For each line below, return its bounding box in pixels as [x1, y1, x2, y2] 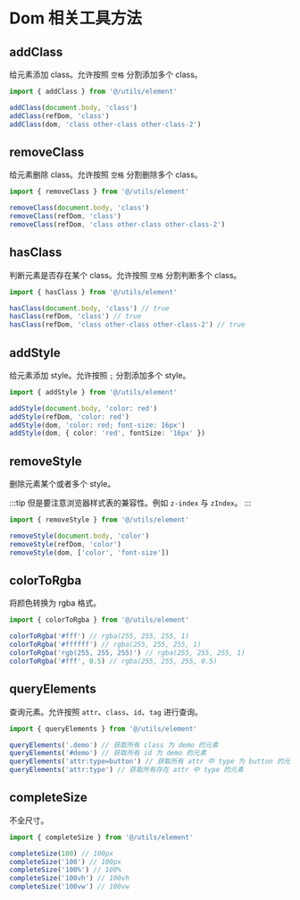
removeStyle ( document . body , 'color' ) [9, 531, 150, 540]
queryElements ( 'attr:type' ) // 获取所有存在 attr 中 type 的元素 [9, 766, 244, 775]
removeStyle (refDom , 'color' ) [9, 539, 122, 548]
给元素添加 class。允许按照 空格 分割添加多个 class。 [9, 69, 203, 80]
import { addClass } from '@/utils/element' [9, 87, 178, 96]
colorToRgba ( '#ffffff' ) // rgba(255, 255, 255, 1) [9, 641, 202, 650]
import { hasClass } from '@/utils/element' [9, 287, 178, 296]
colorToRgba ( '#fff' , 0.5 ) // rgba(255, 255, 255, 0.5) [9, 657, 218, 666]
